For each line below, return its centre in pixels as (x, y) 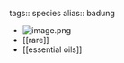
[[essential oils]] (52, 49)
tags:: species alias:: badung (62, 13)
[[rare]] (35, 40)
